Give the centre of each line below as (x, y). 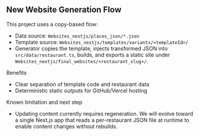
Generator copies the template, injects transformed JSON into (91, 48)
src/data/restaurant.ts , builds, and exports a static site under (92, 55)
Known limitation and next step (44, 102)
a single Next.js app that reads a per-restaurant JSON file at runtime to (102, 120)
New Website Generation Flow (64, 10)
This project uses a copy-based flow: (52, 24)
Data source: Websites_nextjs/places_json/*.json (77, 36)
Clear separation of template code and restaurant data (82, 84)
